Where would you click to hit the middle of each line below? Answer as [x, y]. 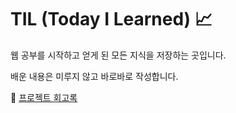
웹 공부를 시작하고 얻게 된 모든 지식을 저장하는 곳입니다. [118, 55]
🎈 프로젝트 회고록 [44, 97]
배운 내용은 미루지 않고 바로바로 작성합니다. [94, 76]
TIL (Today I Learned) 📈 [111, 19]
